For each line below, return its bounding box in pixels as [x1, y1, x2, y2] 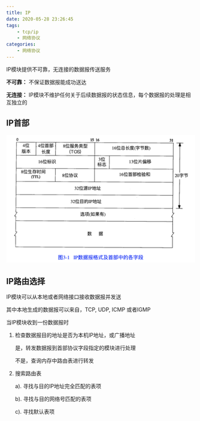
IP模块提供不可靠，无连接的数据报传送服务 [6, 65, 111, 73]
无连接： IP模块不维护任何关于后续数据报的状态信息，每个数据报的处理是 [6, 91, 186, 98]
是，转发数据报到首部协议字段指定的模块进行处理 [14, 344, 136, 351]
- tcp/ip [17, 29, 39, 35]
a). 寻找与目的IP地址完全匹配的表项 [14, 383, 102, 390]
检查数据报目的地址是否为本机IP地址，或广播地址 [14, 332, 136, 339]
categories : [6, 41, 36, 47]
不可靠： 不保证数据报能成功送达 [6, 78, 87, 85]
